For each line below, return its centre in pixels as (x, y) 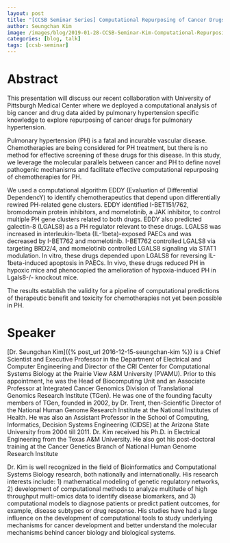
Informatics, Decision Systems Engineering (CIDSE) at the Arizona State (108, 425)
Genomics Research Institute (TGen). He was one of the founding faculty (110, 395)
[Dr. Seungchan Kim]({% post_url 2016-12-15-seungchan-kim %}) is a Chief (114, 352)
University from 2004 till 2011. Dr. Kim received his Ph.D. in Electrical (104, 431)
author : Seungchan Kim (39, 26)
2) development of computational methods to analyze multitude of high (107, 489)
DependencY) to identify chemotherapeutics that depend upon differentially (114, 197)
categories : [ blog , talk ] (44, 39)
